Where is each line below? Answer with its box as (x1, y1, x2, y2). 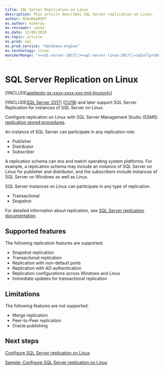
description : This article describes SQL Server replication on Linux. (5, 12, 154, 17)
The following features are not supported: (5, 302, 89, 309)
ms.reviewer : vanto (5, 25, 45, 30)
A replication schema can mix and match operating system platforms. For (5, 158, 152, 164)
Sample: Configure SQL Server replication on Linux (5, 359, 108, 365)
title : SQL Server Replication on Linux (5, 7, 89, 12)
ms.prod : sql (5, 39, 32, 44)
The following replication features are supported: (5, 240, 103, 246)
